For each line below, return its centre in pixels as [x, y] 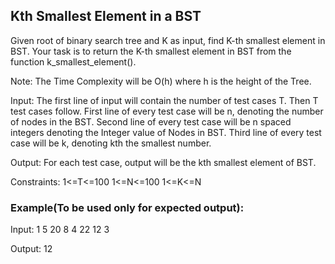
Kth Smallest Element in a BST [106, 16]
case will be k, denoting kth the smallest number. [111, 143]
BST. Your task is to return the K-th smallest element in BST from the [151, 51]
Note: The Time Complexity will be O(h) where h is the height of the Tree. [161, 81]
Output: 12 [31, 249]
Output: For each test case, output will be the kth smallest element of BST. [163, 162]
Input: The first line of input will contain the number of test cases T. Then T [164, 100]
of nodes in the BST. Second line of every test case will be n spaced [151, 121]
